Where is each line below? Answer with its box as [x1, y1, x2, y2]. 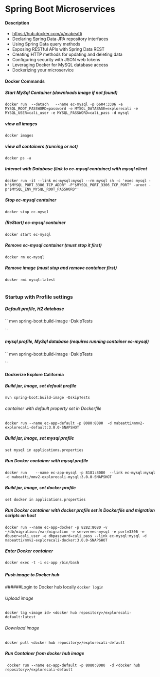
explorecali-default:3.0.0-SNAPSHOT [5, 425, 79, 430]
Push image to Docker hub [5, 571, 60, 578]
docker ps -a [5, 156, 32, 160]
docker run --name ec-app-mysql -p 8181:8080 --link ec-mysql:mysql [5, 470, 156, 475]
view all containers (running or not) [5, 143, 78, 149]
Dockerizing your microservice [12, 67, 74, 73]
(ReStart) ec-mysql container [5, 220, 66, 226]
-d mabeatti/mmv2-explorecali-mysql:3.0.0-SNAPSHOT [5, 474, 112, 479]
